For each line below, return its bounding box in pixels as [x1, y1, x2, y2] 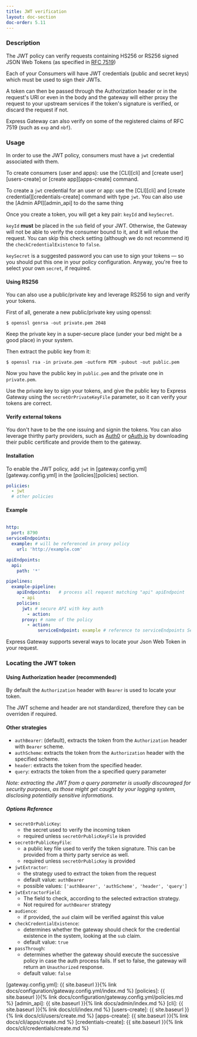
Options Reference [6, 805, 53, 813]
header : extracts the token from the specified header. [14, 762, 142, 769]
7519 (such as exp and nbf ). [6, 124, 72, 131]
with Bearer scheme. [14, 743, 64, 750]
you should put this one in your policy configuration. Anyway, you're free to [6, 258, 188, 265]
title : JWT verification [6, 8, 67, 15]
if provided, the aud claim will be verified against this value [23, 914, 164, 921]
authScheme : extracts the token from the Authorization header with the [14, 749, 185, 756]
